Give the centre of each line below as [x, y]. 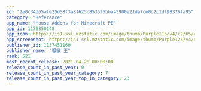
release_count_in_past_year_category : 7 [57, 73]
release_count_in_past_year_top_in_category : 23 [68, 78]
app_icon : [19, 34]
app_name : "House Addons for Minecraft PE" [61, 23]
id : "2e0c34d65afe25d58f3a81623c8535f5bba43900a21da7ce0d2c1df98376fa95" [100, 12]
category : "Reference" [34, 17]
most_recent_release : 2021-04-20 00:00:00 [60, 62]
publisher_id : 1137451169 [38, 45]
